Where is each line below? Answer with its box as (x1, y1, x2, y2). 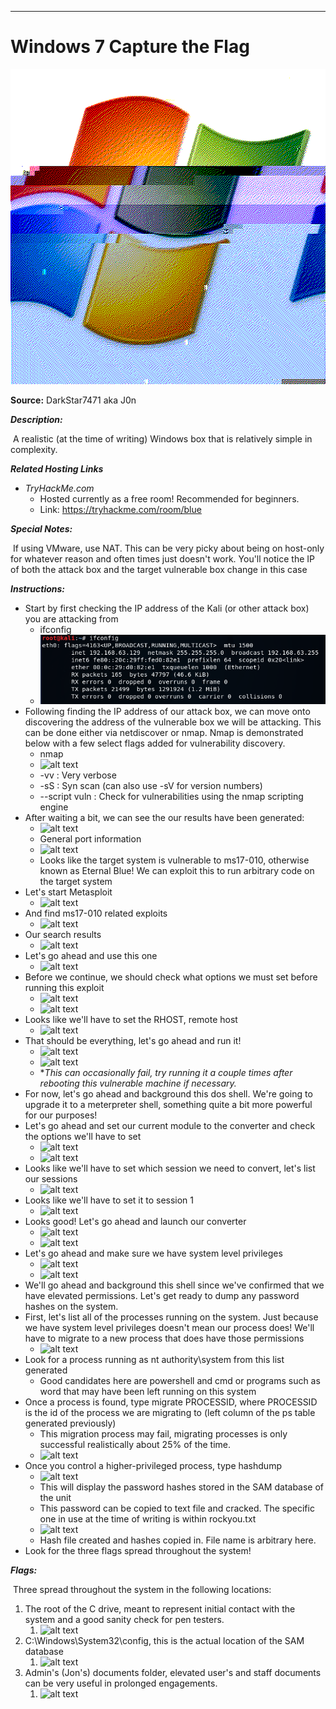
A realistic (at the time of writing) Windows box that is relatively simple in (12, 432, 313, 445)
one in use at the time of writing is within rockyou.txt (39, 1512, 257, 1525)
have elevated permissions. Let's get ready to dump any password (24, 1289, 300, 1301)
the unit (39, 1491, 72, 1503)
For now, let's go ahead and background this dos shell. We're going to (24, 1087, 313, 1100)
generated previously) (24, 1417, 117, 1429)
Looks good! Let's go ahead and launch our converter (24, 1215, 247, 1227)
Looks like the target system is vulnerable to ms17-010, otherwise (39, 854, 310, 866)
